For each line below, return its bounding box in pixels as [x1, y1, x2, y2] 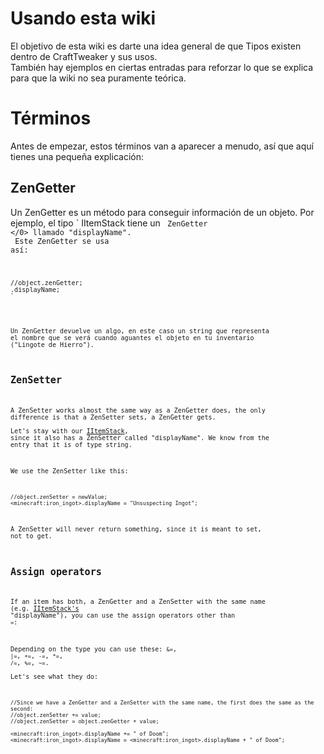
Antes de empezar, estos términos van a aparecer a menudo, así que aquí [10, 140, 314, 152]
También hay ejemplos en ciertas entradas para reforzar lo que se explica [10, 61, 314, 73]
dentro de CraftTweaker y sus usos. [10, 50, 158, 62]
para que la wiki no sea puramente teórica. [10, 72, 187, 84]
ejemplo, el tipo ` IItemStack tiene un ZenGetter [10, 217, 208, 229]
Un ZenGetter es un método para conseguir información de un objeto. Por [10, 206, 315, 218]
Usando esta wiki [10, 7, 157, 30]
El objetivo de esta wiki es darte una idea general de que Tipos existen [10, 40, 302, 52]
